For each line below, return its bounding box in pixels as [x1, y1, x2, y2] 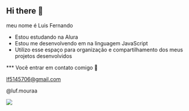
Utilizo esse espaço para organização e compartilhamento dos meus [14, 46, 183, 53]
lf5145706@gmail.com [6, 75, 61, 82]
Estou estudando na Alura [14, 33, 78, 41]
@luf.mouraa [6, 87, 37, 94]
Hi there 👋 [6, 6, 43, 16]
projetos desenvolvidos [14, 52, 73, 60]
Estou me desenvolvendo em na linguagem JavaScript [14, 39, 149, 47]
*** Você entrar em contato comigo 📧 [6, 64, 98, 71]
